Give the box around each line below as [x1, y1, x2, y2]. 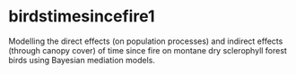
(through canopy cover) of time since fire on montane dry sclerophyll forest [8, 45, 288, 55]
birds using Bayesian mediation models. [8, 54, 156, 65]
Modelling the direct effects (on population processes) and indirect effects [8, 36, 283, 46]
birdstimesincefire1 [8, 6, 155, 27]
